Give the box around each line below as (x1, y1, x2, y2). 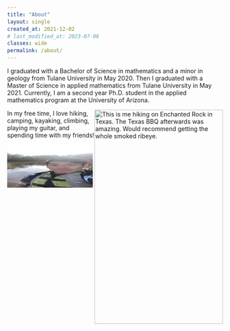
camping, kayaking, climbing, (7, 117, 90, 125)
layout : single (7, 18, 51, 25)
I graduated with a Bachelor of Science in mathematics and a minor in (7, 67, 203, 75)
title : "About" (7, 11, 51, 18)
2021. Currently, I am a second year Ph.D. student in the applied (7, 89, 187, 97)
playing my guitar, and (7, 124, 70, 132)
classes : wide (7, 40, 48, 47)
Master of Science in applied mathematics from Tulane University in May (7, 82, 212, 89)
